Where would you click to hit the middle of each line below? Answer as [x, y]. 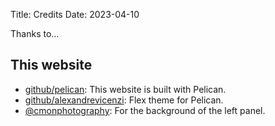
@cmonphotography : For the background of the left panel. [145, 110]
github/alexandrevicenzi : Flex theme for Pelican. [124, 100]
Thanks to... [35, 33]
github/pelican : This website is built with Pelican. [125, 89]
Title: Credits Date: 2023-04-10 [75, 14]
